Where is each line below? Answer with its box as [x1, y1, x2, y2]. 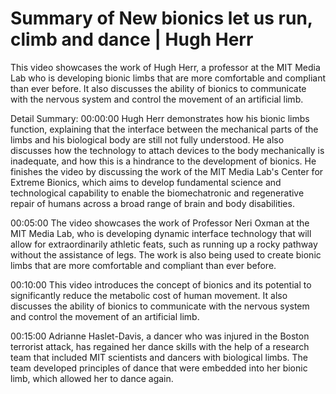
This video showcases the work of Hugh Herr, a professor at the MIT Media [10, 61, 321, 73]
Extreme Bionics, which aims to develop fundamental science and [10, 176, 282, 188]
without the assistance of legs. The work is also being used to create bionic [10, 248, 322, 261]
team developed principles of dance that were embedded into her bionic [10, 362, 308, 374]
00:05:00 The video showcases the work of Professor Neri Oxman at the [10, 217, 310, 229]
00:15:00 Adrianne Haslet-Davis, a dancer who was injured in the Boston [10, 330, 310, 342]
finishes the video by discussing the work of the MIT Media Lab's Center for [10, 165, 324, 177]
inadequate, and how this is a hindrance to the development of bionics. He [10, 155, 317, 167]
